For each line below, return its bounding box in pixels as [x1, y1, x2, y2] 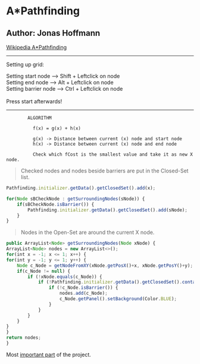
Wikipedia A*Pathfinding [6, 44, 67, 51]
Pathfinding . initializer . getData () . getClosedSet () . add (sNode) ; [27, 207, 187, 213]
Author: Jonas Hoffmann [6, 28, 101, 38]
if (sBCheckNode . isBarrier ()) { [17, 201, 95, 207]
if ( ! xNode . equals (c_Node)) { [27, 273, 102, 280]
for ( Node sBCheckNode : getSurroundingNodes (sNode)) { [6, 196, 145, 202]
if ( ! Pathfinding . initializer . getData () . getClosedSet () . [37, 279, 183, 285]
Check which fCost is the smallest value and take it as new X [32, 152, 193, 158]
